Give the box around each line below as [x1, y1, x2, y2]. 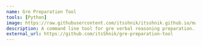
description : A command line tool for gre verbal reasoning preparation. [6, 25, 195, 32]
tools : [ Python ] [6, 14, 47, 20]
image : [6, 20, 23, 26]
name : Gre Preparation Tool [6, 8, 77, 15]
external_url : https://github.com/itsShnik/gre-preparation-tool [6, 31, 173, 37]
